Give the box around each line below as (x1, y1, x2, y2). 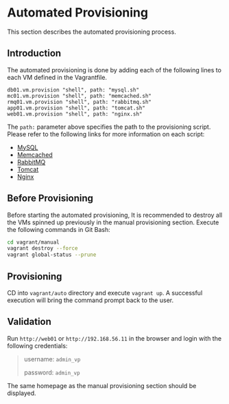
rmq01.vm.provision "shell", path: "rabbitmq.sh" (7, 98, 152, 105)
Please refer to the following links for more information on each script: (7, 129, 205, 138)
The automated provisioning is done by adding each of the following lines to (7, 65, 221, 74)
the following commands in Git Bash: (7, 225, 111, 233)
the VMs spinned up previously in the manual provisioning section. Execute (7, 218, 219, 226)
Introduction (7, 47, 62, 59)
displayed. (7, 389, 36, 397)
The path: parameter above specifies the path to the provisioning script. (7, 123, 211, 131)
